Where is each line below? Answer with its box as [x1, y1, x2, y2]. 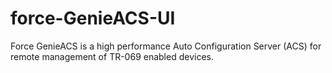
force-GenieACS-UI [10, 7, 176, 30]
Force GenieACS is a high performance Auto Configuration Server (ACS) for [10, 40, 322, 52]
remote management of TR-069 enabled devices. [10, 50, 214, 62]
